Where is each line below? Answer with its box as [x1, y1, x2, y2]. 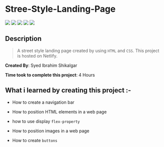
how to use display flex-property [12, 118, 80, 124]
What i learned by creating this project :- [5, 86, 131, 94]
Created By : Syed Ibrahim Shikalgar [5, 62, 77, 68]
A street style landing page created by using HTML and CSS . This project [17, 48, 160, 54]
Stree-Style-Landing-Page [5, 3, 116, 15]
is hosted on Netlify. [17, 53, 58, 59]
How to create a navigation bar [12, 99, 75, 105]
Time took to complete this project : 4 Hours [5, 72, 95, 78]
